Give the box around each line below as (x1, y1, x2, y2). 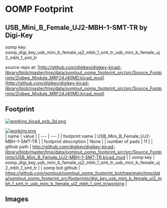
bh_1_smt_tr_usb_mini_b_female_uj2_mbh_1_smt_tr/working (5, 180, 125, 187)
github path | (5, 143, 31, 149)
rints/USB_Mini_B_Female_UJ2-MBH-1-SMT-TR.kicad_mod (5, 154, 126, 160)
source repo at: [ (5, 65, 39, 70)
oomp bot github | (43, 165, 81, 171)
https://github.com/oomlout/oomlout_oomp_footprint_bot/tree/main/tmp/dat (5, 170, 161, 176)
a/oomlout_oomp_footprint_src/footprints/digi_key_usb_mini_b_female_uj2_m (5, 175, 162, 181)
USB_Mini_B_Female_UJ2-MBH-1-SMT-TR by (5, 23, 148, 32)
